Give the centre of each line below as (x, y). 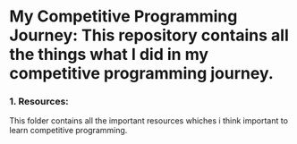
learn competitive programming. (68, 131)
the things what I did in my (109, 55)
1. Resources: (39, 102)
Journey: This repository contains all (149, 35)
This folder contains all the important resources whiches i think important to (149, 121)
